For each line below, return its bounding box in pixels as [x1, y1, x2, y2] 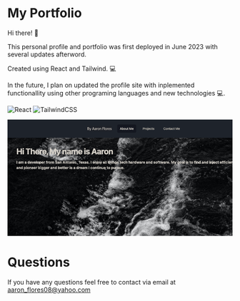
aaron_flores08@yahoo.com [7, 285, 91, 294]
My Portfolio [7, 5, 82, 21]
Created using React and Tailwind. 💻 [7, 64, 116, 73]
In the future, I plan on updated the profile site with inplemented [7, 81, 195, 89]
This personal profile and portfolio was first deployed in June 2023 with [7, 42, 218, 51]
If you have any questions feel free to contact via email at [7, 277, 176, 286]
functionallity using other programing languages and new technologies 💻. [7, 88, 226, 97]
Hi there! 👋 [7, 29, 39, 37]
